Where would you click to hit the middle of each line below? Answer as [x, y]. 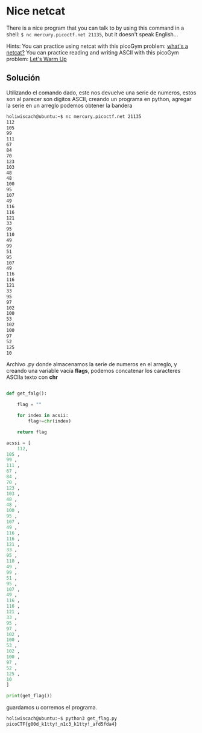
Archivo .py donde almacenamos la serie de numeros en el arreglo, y [92, 364]
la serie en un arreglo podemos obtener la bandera [69, 105]
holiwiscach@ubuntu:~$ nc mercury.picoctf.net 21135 [74, 116]
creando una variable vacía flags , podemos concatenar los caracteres [93, 371]
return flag [32, 432]
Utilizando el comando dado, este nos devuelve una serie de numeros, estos [101, 93]
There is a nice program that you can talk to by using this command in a [95, 28]
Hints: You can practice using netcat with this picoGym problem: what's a [97, 46]
